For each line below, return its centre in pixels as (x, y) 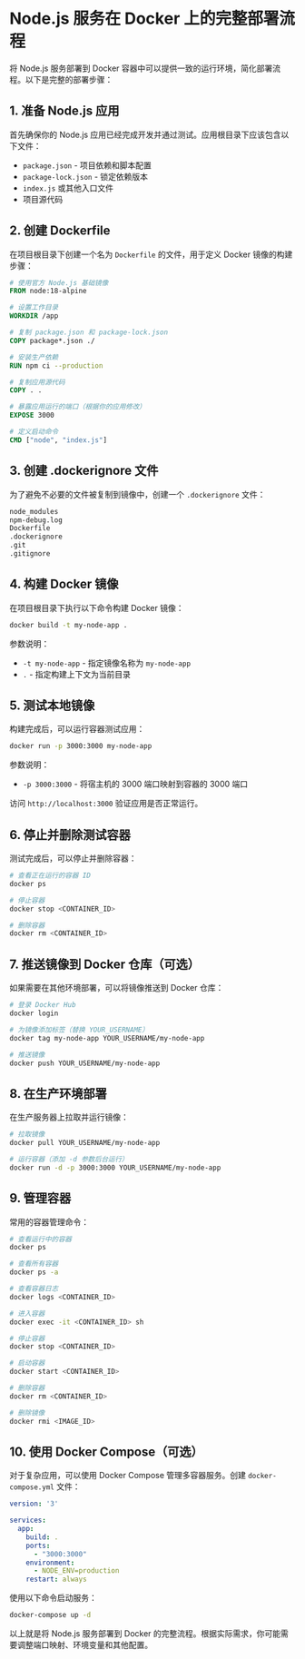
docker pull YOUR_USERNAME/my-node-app (85, 1143)
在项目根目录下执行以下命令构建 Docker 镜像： (97, 607)
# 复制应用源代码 (37, 382)
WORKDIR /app (34, 316)
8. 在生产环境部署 (58, 1094)
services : (28, 1521)
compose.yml (32, 1487)
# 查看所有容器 (34, 1264)
